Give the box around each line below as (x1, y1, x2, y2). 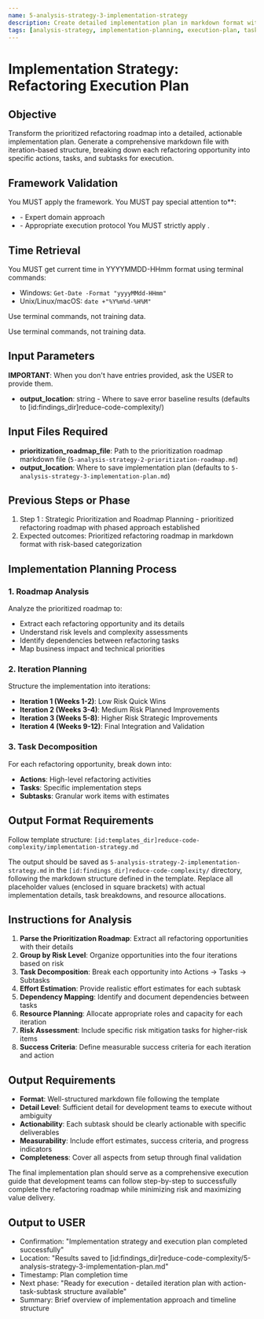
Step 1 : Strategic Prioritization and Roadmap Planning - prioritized (19, 515, 234, 524)
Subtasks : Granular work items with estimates (19, 791, 170, 801)
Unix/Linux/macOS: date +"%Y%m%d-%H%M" (19, 296, 152, 306)
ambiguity (19, 1111, 53, 1120)
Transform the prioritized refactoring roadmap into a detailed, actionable (8, 129, 243, 138)
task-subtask (19, 1286, 63, 1296)
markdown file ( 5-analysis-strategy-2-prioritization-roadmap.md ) (19, 454, 238, 463)
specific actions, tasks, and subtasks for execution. (8, 154, 174, 163)
